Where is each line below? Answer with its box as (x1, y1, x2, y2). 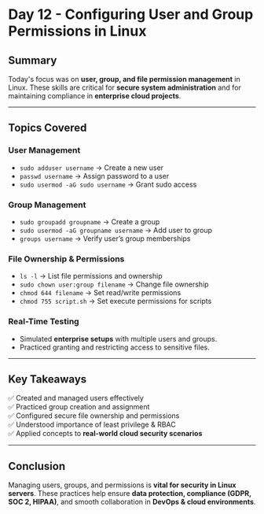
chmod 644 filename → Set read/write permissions (19, 288, 181, 298)
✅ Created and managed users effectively (8, 394, 144, 403)
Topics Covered (8, 121, 87, 135)
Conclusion (8, 459, 66, 473)
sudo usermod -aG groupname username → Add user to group (19, 225, 213, 235)
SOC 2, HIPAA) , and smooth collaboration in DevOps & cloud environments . (8, 497, 256, 507)
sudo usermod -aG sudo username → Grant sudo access (19, 179, 197, 189)
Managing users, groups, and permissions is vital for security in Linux (8, 480, 236, 490)
